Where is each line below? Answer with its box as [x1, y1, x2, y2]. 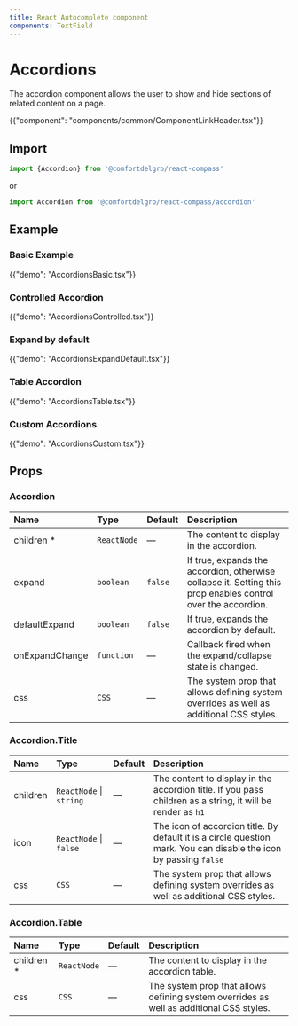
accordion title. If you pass [153, 783, 264, 795]
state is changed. [186, 660, 259, 672]
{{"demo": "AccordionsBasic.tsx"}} [9, 269, 137, 279]
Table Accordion [9, 376, 82, 388]
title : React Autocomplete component [9, 12, 149, 22]
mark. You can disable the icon [153, 842, 282, 854]
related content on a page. [9, 98, 106, 109]
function [97, 650, 134, 661]
